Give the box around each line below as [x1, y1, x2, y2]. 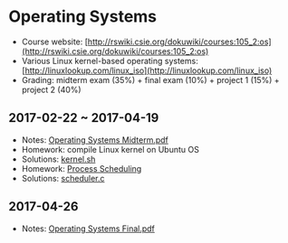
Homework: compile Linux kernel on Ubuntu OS [21, 144, 200, 154]
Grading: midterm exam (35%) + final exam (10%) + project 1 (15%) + [21, 74, 280, 85]
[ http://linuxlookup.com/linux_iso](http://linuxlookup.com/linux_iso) [21, 65, 273, 76]
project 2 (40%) [21, 84, 82, 95]
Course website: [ [21, 36, 88, 47]
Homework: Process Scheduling [21, 163, 142, 173]
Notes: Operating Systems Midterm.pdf [21, 134, 169, 145]
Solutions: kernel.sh [21, 154, 96, 164]
